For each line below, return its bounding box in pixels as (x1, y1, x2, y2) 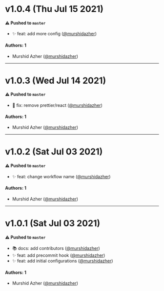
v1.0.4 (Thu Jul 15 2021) (5, 3, 104, 15)
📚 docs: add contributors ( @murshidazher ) (12, 245, 100, 251)
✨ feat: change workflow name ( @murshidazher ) (12, 173, 111, 179)
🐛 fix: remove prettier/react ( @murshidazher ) (12, 102, 102, 108)
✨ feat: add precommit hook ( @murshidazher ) (12, 252, 105, 258)
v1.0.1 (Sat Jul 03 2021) (5, 218, 101, 229)
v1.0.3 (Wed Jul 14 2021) (5, 75, 106, 86)
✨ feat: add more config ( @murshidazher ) (12, 31, 97, 37)
